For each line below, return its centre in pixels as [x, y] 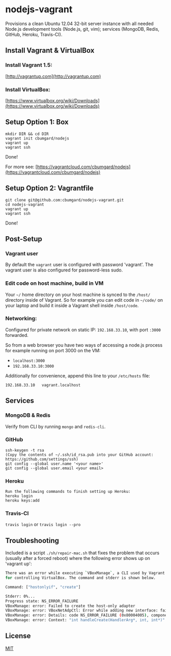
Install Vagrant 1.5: [29, 65]
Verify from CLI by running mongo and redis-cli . [55, 426]
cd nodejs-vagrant [25, 205]
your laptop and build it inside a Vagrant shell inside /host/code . [72, 305]
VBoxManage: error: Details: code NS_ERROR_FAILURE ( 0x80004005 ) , [77, 615]
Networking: [21, 319]
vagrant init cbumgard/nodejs [37, 138]
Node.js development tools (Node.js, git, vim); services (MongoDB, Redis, [82, 29]
